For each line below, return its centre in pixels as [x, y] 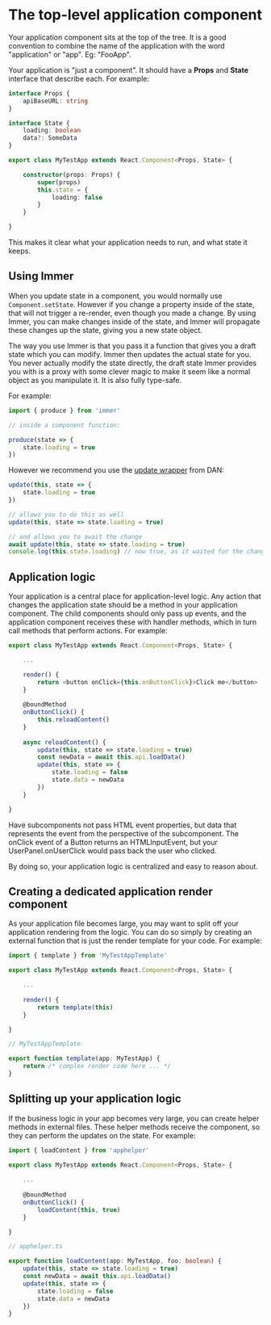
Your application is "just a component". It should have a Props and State [128, 69]
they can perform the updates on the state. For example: [102, 1135]
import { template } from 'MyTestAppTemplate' [88, 956]
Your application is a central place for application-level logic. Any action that [135, 596]
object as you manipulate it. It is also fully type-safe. [95, 380]
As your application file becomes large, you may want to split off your [124, 923]
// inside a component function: [65, 425]
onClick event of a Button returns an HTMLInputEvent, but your [113, 842]
